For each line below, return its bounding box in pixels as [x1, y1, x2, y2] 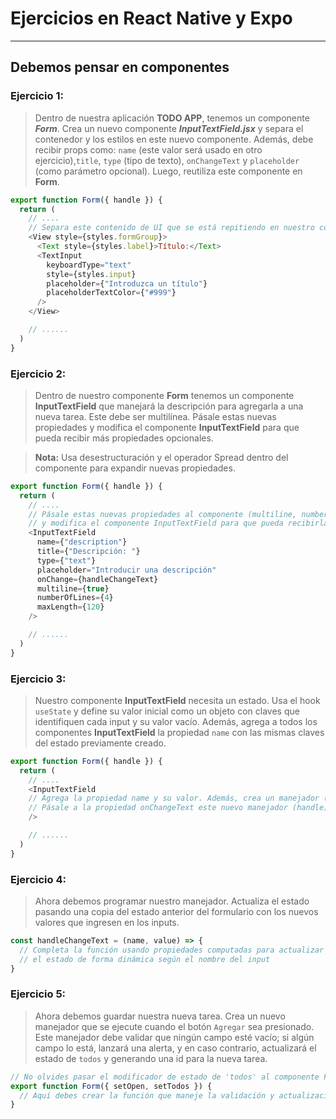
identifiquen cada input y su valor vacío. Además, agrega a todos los [34, 715, 318, 727]
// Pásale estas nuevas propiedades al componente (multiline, [28, 509, 298, 519]
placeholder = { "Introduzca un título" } [46, 278, 208, 289]
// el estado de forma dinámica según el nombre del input [19, 954, 271, 964]
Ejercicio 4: [10, 872, 67, 886]
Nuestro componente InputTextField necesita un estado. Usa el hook [34, 694, 321, 706]
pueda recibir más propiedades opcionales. [34, 432, 214, 444]
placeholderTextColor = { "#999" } [46, 288, 177, 298]
